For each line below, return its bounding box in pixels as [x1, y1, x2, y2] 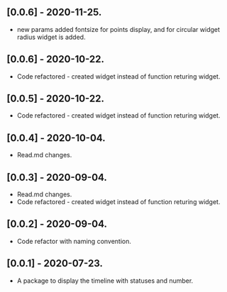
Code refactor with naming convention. [16, 237, 132, 245]
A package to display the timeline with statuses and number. [16, 276, 194, 285]
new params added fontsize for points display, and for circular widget [16, 25, 221, 33]
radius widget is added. [16, 33, 86, 41]
